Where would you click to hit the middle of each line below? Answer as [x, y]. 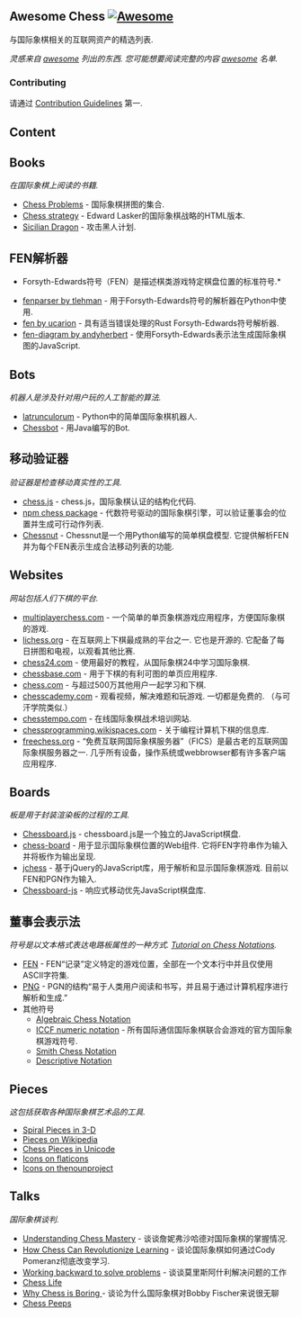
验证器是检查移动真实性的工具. [66, 482]
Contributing [38, 82]
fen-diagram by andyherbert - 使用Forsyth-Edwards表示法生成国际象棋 [154, 335]
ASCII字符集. [46, 975]
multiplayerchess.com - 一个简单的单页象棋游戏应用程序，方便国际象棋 [154, 617]
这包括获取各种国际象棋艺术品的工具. [78, 1112]
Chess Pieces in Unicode [68, 1149]
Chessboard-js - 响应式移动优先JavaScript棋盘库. [114, 890]
